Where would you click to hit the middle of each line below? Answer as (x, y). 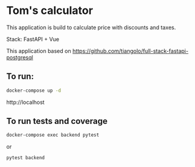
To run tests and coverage (57, 121)
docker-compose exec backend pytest (53, 135)
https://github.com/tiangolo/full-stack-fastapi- (130, 51)
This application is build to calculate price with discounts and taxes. (91, 27)
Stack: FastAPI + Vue (33, 39)
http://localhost (25, 102)
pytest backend (26, 158)
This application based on (39, 51)
